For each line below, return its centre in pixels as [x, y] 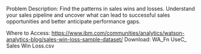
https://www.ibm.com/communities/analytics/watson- [118, 33]
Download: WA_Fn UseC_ [155, 39]
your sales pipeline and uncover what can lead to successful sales [88, 15]
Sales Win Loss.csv [30, 46]
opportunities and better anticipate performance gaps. [73, 21]
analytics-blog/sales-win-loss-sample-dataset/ [64, 39]
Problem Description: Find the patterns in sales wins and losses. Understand [100, 9]
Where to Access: [28, 33]
